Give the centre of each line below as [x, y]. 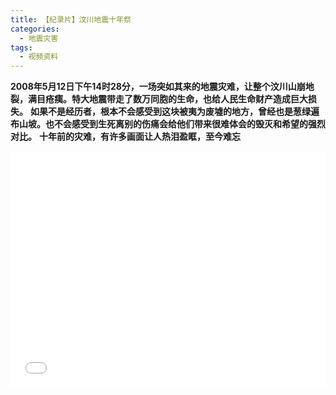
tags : [21, 47]
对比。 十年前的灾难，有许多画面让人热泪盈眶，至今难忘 [125, 137]
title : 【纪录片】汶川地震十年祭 [71, 19]
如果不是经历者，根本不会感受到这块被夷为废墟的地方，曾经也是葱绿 [170, 112]
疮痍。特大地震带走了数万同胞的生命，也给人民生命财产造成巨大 [176, 99]
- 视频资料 [39, 57]
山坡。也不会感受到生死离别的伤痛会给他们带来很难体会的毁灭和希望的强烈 [172, 124]
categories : [35, 29]
